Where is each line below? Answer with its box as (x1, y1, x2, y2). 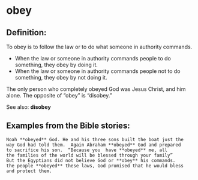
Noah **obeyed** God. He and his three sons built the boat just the (6, 136, 184, 142)
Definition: (6, 28, 47, 38)
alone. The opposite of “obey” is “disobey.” (6, 92, 112, 99)
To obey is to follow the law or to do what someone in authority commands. (6, 43, 193, 50)
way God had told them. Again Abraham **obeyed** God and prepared (6, 142, 181, 148)
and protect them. (6, 168, 52, 174)
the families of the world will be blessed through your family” (6, 152, 173, 158)
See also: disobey (6, 103, 51, 111)
